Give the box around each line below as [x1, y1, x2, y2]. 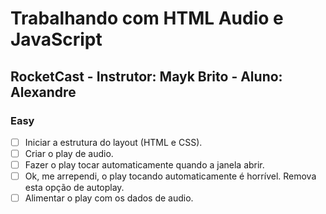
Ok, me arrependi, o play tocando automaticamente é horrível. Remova [24, 170, 317, 182]
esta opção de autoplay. [24, 182, 125, 194]
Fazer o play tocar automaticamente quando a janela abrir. [24, 159, 265, 171]
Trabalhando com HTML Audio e [10, 7, 284, 30]
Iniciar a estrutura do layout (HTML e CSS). [24, 136, 203, 148]
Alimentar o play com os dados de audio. [24, 192, 194, 204]
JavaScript [10, 28, 103, 51]
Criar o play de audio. [24, 147, 114, 159]
